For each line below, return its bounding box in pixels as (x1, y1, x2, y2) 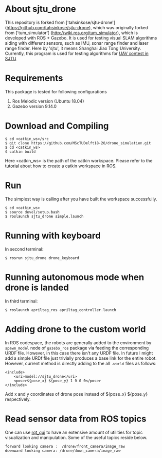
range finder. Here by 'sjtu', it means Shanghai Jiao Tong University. (5, 45, 141, 51)
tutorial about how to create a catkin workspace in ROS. (5, 163, 117, 169)
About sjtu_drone (5, 3, 76, 15)
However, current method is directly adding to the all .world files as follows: (5, 360, 157, 366)
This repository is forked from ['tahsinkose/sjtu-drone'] (5, 19, 115, 25)
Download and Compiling (5, 121, 109, 132)
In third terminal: (5, 298, 38, 304)
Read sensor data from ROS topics (5, 413, 147, 424)
